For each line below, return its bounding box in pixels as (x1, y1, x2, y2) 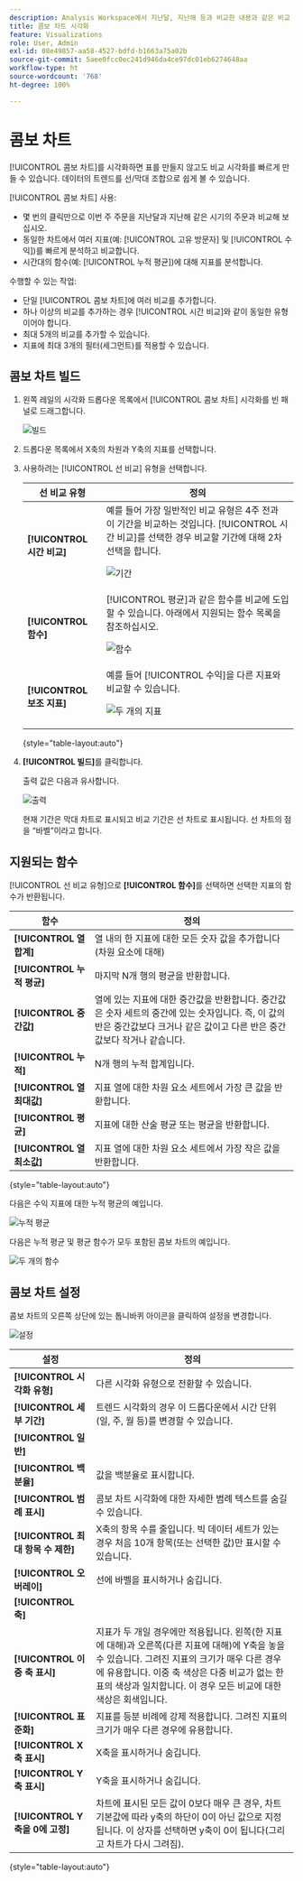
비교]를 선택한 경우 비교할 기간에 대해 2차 (116, 532, 282, 544)
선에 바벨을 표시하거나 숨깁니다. (96, 1574, 223, 1586)
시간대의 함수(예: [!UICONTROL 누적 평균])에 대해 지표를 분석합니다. (22, 256, 263, 267)
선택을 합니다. (106, 545, 161, 558)
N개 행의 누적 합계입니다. (94, 1058, 195, 1070)
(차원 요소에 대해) (94, 946, 165, 959)
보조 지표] (26, 697, 68, 709)
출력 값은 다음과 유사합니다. (22, 775, 120, 786)
